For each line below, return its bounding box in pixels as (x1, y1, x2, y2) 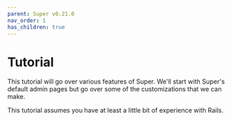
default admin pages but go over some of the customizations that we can (7, 85, 222, 93)
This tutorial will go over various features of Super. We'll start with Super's (7, 77, 226, 86)
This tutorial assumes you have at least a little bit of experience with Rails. (7, 106, 224, 115)
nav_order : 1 (7, 17, 46, 24)
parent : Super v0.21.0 (7, 10, 75, 18)
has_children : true (7, 23, 65, 30)
